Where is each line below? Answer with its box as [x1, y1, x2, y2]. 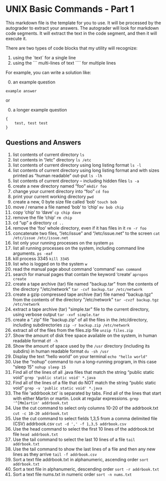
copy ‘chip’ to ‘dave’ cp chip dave [12, 209, 81, 215]
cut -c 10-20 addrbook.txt [12, 411, 69, 416]
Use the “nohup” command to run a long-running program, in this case [12, 359, 157, 364]
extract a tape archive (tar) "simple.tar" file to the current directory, [12, 306, 150, 312]
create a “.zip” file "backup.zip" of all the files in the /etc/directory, [12, 317, 148, 322]
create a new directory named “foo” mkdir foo [12, 183, 107, 189]
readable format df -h [12, 337, 58, 344]
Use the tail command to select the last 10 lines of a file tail [12, 436, 135, 442]
